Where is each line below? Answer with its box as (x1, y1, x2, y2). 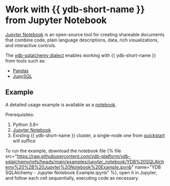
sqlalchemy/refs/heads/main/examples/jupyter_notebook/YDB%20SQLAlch (5, 158, 164, 164)
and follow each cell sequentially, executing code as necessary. (5, 175, 139, 181)
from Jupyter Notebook (5, 14, 107, 26)
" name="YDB (131, 164, 161, 170)
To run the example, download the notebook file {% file (5, 148, 122, 154)
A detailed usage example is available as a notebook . (5, 101, 117, 108)
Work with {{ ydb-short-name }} (5, 4, 145, 15)
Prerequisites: (5, 111, 35, 117)
